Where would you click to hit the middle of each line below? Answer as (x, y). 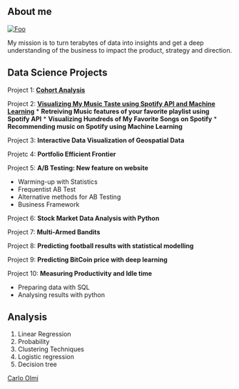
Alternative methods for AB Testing (69, 197)
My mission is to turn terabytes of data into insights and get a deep (106, 43)
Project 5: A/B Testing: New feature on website (78, 167)
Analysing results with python (61, 294)
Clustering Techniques (51, 349)
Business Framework (49, 204)
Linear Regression (44, 334)
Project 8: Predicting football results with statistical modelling (101, 246)
